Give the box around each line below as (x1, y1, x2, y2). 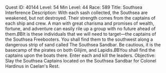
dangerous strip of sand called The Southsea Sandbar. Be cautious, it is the (5, 42, 161, 47)
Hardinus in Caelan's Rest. (5, 63, 60, 69)
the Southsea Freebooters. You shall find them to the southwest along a (5, 36, 153, 42)
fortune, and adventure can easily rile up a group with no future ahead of (5, 26, 156, 32)
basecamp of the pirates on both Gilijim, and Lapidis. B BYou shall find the (5, 47, 155, 53)
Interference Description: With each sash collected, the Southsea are (5, 10, 148, 16)
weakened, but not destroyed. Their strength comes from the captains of (5, 15, 156, 21)
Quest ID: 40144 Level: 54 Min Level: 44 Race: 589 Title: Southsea (5, 5, 143, 10)
